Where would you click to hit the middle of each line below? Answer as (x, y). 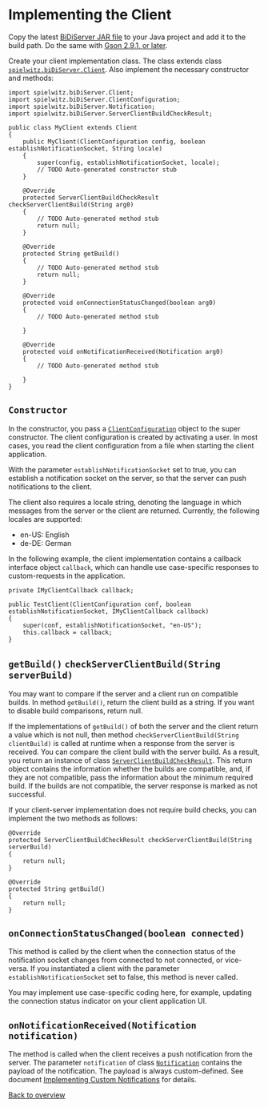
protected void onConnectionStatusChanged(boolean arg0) (120, 303)
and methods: (31, 78)
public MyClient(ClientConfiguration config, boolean (114, 142)
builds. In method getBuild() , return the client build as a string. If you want (131, 702)
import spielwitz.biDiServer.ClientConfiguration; (94, 99)
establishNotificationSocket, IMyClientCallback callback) (109, 611)
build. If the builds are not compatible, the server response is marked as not (133, 785)
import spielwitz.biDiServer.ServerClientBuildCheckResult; (111, 114)
